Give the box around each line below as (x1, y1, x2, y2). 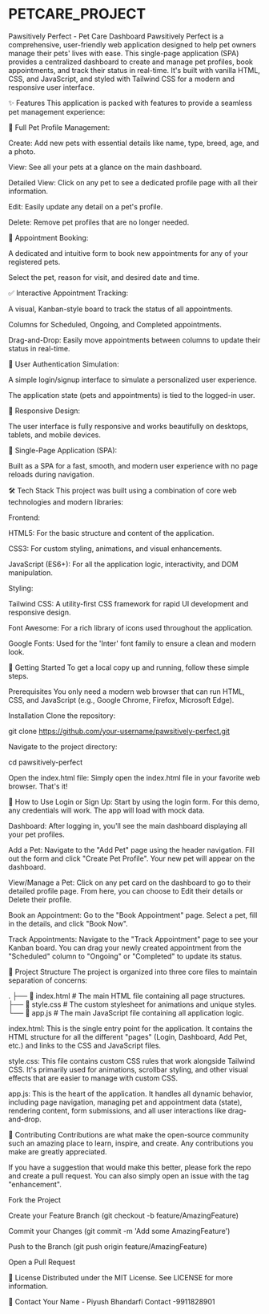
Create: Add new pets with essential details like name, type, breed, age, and (8, 138, 259, 148)
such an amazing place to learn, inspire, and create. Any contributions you (8, 1138, 254, 1148)
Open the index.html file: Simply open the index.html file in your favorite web (8, 773, 260, 782)
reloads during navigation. (8, 469, 94, 479)
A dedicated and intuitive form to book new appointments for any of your (8, 248, 249, 258)
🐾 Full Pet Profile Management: (8, 122, 110, 132)
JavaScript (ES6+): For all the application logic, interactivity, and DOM (8, 559, 239, 569)
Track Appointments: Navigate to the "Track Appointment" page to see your (8, 934, 259, 943)
